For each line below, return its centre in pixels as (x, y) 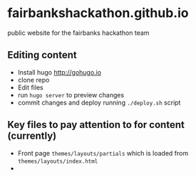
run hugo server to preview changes (71, 95)
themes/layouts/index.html (58, 161)
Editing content (42, 55)
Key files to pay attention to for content (96, 125)
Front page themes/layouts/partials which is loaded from (103, 153)
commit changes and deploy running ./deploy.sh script (99, 102)
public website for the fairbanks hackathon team (78, 33)
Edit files (31, 87)
